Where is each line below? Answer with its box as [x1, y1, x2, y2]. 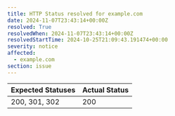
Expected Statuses [11, 85, 76, 95]
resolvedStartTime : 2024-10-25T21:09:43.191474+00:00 [7, 37, 169, 44]
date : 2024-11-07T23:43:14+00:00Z [7, 17, 109, 24]
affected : [7, 50, 37, 57]
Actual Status [82, 85, 129, 95]
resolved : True [7, 23, 52, 30]
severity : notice [7, 43, 58, 50]
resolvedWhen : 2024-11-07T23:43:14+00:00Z [7, 30, 134, 37]
